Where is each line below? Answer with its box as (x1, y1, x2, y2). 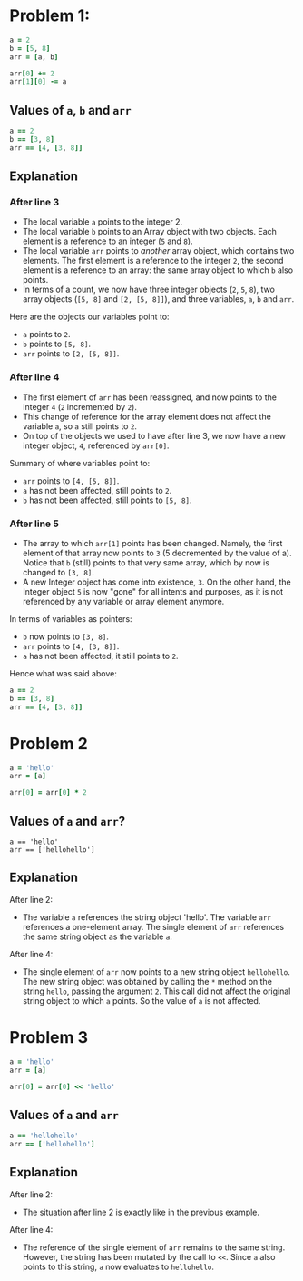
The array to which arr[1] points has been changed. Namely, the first (22, 538, 283, 549)
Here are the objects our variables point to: (9, 311, 170, 323)
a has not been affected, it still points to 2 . (22, 651, 179, 662)
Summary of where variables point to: (9, 457, 151, 468)
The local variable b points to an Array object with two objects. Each (22, 226, 277, 237)
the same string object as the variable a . (22, 931, 172, 942)
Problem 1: (9, 5, 91, 26)
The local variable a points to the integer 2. (22, 216, 183, 227)
